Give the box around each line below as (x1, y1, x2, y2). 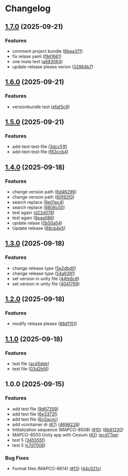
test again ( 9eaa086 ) (12, 215, 55, 221)
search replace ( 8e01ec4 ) (12, 199, 64, 205)
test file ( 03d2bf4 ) (12, 366, 49, 372)
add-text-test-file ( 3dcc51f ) (12, 144, 67, 150)
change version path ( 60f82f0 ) (12, 194, 75, 200)
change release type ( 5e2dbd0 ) (12, 265, 77, 271)
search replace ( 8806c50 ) (12, 204, 65, 210)
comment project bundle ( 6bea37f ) (12, 48, 83, 54)
